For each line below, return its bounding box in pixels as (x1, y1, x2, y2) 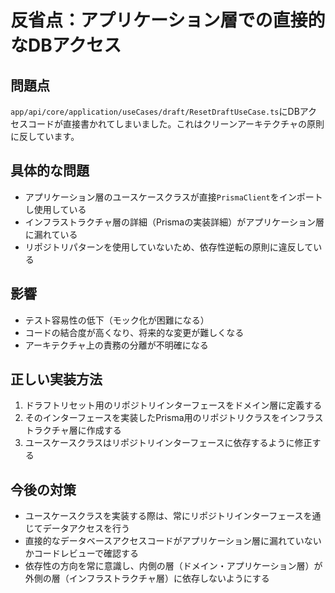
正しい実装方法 (10, 371, 103, 388)
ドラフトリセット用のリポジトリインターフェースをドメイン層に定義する (24, 399, 323, 411)
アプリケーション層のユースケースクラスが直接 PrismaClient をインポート (24, 191, 323, 203)
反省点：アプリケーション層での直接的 (10, 9, 326, 32)
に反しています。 (10, 131, 80, 142)
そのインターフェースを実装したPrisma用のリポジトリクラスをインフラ (24, 412, 315, 424)
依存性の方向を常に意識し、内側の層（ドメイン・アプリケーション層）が (24, 560, 323, 572)
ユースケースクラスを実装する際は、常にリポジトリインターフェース (24, 510, 304, 522)
